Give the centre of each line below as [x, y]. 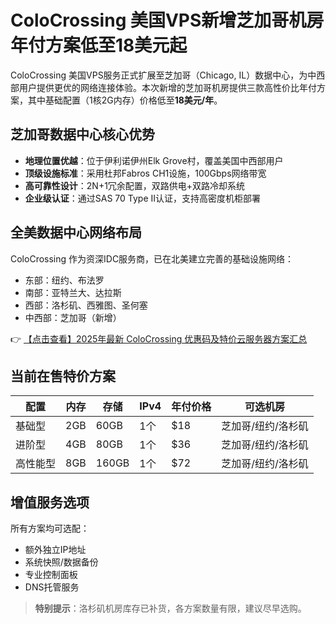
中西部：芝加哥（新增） [73, 317]
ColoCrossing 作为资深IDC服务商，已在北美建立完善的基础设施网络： [152, 258]
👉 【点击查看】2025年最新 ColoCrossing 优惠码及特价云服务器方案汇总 [159, 338]
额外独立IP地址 [55, 550]
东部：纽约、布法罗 [64, 280]
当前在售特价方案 [63, 376]
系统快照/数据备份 [61, 562]
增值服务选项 [50, 502]
